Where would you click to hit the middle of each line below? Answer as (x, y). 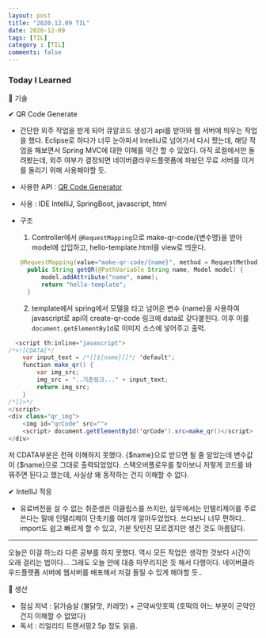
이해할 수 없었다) (60, 616)
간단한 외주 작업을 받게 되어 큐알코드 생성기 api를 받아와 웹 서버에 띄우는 (131, 131)
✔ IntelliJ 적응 (30, 491)
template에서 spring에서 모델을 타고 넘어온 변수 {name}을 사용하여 (135, 308)
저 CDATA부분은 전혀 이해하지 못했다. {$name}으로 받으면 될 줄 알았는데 (120, 455)
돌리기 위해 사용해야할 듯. (67, 170)
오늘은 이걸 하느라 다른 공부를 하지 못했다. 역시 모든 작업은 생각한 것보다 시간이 (129, 552)
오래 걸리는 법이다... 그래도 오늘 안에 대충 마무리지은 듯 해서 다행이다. (115, 562)
